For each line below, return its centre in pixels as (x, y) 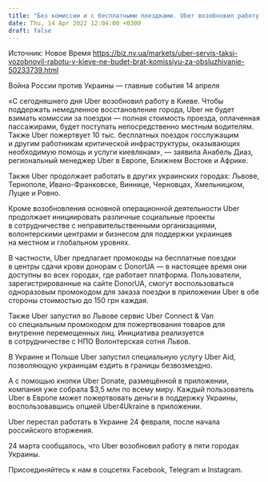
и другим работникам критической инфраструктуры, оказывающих (124, 144)
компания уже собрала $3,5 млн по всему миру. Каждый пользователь (131, 389)
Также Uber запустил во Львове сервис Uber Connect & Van (111, 316)
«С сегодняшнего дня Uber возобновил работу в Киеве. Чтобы (116, 102)
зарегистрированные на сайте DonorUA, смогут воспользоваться (121, 284)
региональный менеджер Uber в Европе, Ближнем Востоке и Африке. (128, 161)
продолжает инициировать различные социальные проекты (112, 217)
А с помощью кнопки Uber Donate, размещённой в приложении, (119, 381)
